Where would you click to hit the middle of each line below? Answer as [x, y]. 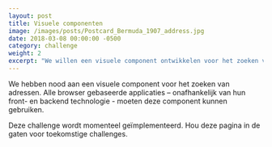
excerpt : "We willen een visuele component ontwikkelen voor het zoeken [134, 61]
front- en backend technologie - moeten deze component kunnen [118, 101]
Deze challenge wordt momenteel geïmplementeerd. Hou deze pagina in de [134, 125]
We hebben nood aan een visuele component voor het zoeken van [119, 84]
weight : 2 [25, 53]
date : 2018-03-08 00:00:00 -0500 [65, 38]
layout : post [30, 16]
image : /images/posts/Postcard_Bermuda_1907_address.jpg [106, 31]
